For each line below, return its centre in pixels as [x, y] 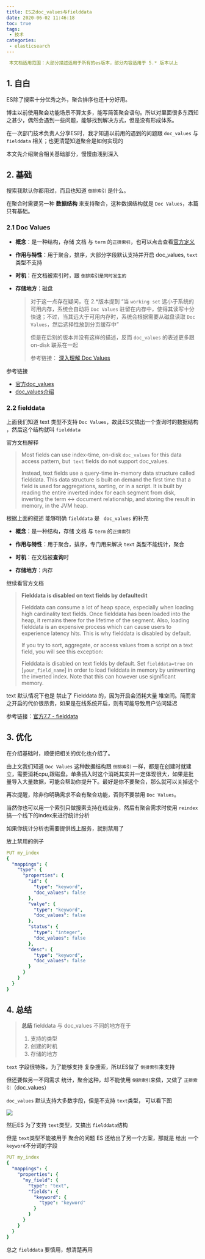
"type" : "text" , [49, 1186]
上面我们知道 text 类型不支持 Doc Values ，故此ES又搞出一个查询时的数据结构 [103, 422]
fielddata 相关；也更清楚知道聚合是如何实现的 [65, 141]
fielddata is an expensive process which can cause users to [96, 626]
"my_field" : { [41, 1180]
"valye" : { [42, 904]
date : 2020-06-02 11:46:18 [41, 18]
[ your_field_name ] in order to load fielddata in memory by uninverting [108, 670]
